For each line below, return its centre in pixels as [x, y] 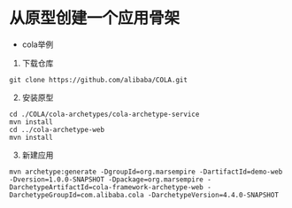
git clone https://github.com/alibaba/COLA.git [99, 80]
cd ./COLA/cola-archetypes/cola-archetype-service [104, 114]
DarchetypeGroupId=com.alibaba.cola [77, 195]
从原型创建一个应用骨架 [95, 18]
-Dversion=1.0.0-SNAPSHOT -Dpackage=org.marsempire [106, 179]
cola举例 [38, 44]
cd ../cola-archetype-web [57, 129]
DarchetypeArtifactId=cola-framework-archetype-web [106, 187]
